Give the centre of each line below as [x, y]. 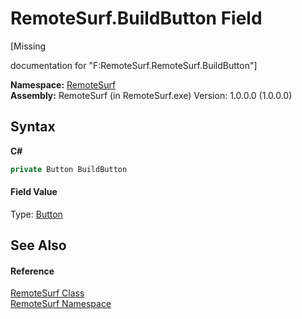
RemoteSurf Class [47, 293]
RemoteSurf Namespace [61, 304]
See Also [38, 245]
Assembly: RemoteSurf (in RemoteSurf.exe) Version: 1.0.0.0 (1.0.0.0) [151, 95]
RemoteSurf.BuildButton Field [136, 18]
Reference [32, 271]
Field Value [34, 192]
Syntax [33, 127]
